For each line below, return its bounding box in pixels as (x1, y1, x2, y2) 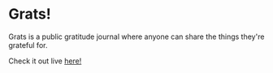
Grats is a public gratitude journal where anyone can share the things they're (8, 32, 265, 41)
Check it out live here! (8, 56, 82, 66)
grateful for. (8, 40, 48, 49)
